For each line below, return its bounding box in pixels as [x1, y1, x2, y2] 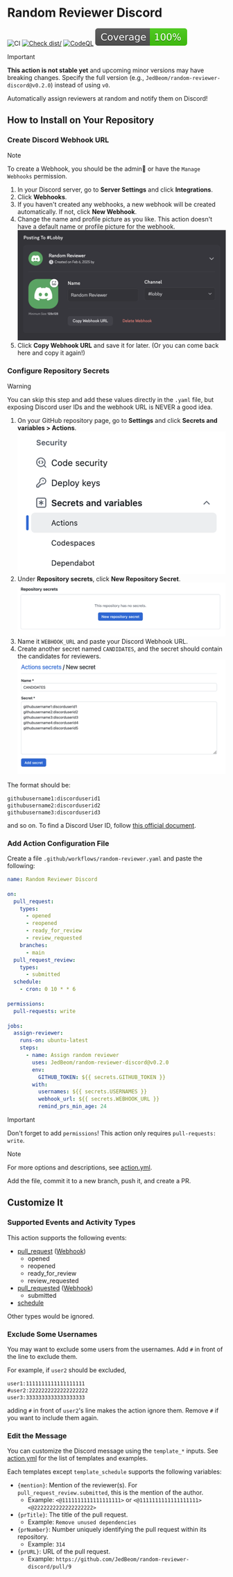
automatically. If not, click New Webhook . [17, 207, 137, 216]
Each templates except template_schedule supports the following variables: [7, 1467, 222, 1476]
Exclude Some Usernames [7, 1329, 98, 1339]
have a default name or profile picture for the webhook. [17, 222, 175, 231]
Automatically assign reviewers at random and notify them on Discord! [7, 94, 208, 102]
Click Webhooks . [17, 192, 67, 201]
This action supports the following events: [7, 1233, 127, 1242]
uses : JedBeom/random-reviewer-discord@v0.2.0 [32, 1059, 169, 1066]
